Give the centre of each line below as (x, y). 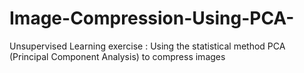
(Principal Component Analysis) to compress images (117, 56)
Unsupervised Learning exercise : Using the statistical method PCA (147, 46)
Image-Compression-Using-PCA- (152, 18)
